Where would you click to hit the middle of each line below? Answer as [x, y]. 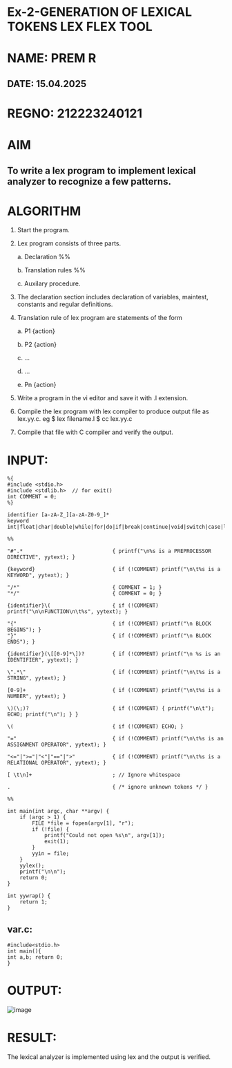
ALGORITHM [44, 211]
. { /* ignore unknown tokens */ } [108, 787]
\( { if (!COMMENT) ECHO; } [96, 727]
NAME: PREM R [52, 58]
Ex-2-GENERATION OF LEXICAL [99, 12]
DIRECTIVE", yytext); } [41, 557]
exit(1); [57, 842]
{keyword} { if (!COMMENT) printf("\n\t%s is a [114, 570]
